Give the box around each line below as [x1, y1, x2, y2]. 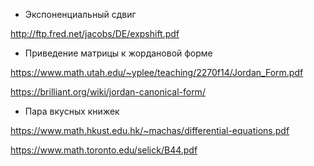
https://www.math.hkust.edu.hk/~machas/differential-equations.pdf [10, 125, 290, 136]
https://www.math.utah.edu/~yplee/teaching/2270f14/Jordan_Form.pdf [10, 67, 304, 78]
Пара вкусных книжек [24, 105, 120, 117]
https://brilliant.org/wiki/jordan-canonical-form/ [10, 86, 206, 98]
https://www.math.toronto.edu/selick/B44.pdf [10, 144, 198, 156]
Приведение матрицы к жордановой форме [24, 47, 213, 59]
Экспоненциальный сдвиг [24, 9, 137, 20]
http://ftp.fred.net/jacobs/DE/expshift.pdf [10, 28, 180, 39]
